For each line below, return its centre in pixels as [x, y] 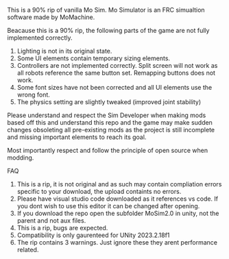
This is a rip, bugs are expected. [62, 228]
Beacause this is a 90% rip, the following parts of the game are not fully [108, 30]
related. [28, 250]
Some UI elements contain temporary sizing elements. [93, 58]
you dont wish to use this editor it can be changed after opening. [108, 206]
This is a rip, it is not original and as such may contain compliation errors [119, 184]
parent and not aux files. [51, 221]
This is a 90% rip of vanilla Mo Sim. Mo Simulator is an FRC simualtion [106, 10]
